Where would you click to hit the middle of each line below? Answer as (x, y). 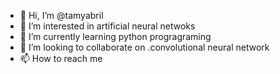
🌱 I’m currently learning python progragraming (115, 36)
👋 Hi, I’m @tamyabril (61, 15)
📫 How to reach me (61, 58)
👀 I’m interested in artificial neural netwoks (107, 26)
